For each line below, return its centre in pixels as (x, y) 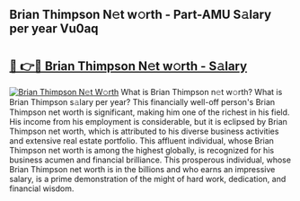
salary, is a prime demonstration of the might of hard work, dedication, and (148, 179)
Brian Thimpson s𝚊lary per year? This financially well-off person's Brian (142, 102)
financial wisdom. (42, 188)
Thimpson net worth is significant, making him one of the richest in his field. (150, 112)
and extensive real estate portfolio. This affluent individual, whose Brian (141, 141)
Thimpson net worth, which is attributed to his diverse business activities (144, 131)
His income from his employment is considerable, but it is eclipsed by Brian (148, 122)
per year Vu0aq (54, 29)
